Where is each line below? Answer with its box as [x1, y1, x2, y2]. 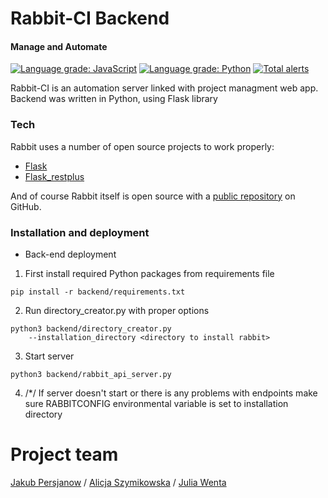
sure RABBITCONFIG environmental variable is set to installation [24, 397, 289, 409]
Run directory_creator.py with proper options [24, 304, 210, 316]
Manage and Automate [10, 40, 108, 52]
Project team [10, 443, 119, 466]
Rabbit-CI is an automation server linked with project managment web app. [10, 82, 319, 94]
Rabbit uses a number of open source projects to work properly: [10, 140, 275, 152]
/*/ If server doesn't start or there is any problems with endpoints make [24, 387, 318, 399]
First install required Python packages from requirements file [24, 267, 275, 279]
